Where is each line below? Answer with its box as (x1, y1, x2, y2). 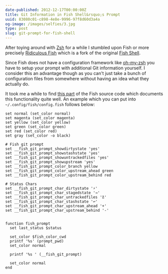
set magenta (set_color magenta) (5, 116, 75, 121)
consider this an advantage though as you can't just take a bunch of (5, 70, 146, 76)
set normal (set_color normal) (5, 111, 71, 116)
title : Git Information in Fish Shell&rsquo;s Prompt (5, 12, 121, 17)
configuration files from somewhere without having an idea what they (5, 76, 149, 81)
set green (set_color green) (5, 124, 66, 129)
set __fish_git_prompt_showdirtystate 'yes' (5, 146, 100, 151)
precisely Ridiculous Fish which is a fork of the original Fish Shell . (5, 50, 141, 56)
